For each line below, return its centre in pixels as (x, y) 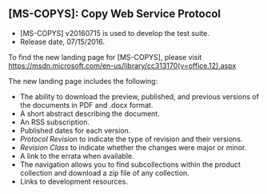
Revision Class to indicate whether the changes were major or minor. (133, 147)
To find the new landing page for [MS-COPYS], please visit (105, 57)
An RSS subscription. (55, 122)
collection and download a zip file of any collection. (104, 172)
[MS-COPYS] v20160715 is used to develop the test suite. (114, 33)
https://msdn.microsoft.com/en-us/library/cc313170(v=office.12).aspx (122, 65)
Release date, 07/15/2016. (62, 42)
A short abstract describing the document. (90, 113)
